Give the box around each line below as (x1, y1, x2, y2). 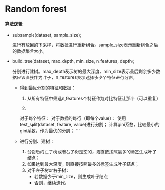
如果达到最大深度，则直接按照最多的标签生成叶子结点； (27, 161, 139, 167)
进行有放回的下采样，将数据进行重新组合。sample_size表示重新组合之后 (12, 42, 159, 48)
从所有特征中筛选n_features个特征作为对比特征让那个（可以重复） (27, 95, 161, 102)
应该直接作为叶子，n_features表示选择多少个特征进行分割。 (16, 75, 137, 80)
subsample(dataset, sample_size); (12, 32, 82, 38)
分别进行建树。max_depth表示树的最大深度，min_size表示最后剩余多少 (12, 68, 156, 75)
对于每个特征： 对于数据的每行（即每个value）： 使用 (19, 115, 126, 121)
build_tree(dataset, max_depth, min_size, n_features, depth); (12, 58, 134, 64)
